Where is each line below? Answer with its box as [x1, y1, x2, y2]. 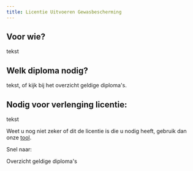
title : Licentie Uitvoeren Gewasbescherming [6, 9, 122, 15]
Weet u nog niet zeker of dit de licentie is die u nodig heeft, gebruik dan [6, 128, 187, 135]
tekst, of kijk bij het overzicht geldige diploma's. [6, 82, 127, 89]
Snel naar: [6, 146, 32, 153]
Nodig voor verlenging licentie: [6, 99, 127, 110]
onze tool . [6, 134, 32, 141]
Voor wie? [6, 32, 46, 42]
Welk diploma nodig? [6, 65, 89, 76]
